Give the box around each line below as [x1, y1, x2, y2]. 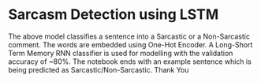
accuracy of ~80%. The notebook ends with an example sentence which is [8, 57, 252, 66]
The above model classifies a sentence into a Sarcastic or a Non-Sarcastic [8, 32, 251, 41]
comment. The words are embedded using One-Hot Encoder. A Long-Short [8, 39, 253, 49]
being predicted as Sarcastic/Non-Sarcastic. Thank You [8, 65, 189, 74]
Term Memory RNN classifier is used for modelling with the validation [8, 48, 233, 58]
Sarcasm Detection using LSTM [8, 6, 219, 24]
